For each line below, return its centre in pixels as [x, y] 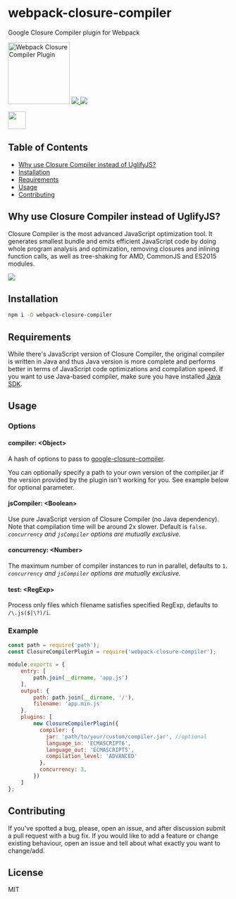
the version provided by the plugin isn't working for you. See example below [119, 480]
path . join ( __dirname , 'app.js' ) [81, 678]
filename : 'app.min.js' [68, 704]
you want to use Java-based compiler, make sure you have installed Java [114, 377]
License [26, 873]
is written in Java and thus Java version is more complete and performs [112, 361]
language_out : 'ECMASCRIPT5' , [90, 750]
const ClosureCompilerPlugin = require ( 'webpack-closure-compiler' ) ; [112, 652]
